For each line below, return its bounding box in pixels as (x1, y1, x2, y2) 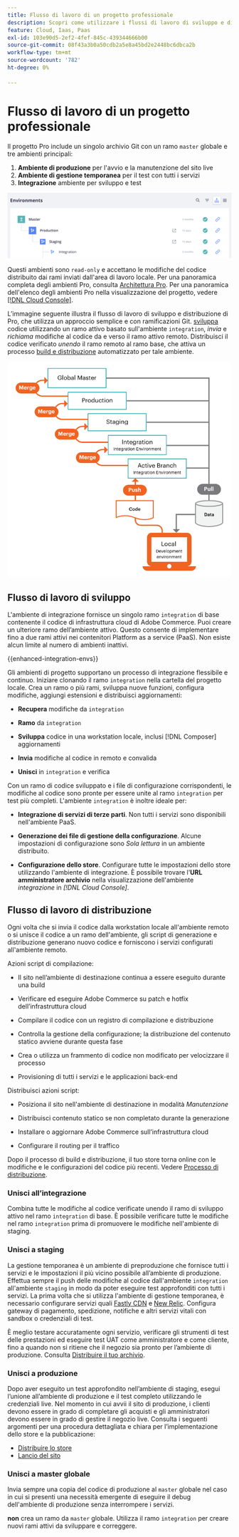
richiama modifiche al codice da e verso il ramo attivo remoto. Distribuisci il (7, 332, 228, 340)
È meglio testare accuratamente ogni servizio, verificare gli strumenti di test (7, 1328, 229, 1336)
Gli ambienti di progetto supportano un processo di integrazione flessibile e (7, 668, 228, 677)
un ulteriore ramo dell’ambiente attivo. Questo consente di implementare (7, 625, 219, 634)
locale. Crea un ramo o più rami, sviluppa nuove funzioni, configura (7, 684, 205, 692)
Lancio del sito (17, 1451, 61, 1459)
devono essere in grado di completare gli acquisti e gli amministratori (7, 1407, 210, 1415)
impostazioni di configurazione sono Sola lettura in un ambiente (17, 839, 205, 848)
